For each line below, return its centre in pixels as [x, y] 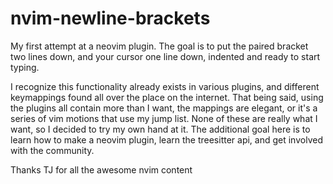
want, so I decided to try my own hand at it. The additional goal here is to [160, 129]
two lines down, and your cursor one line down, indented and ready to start [165, 56]
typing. [25, 67]
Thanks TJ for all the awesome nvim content [101, 169]
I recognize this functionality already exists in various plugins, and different [165, 86]
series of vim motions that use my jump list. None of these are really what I [164, 118]
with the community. [52, 150]
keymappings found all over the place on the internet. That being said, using [167, 97]
